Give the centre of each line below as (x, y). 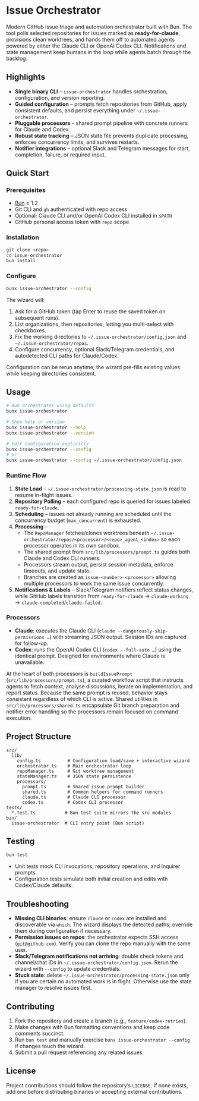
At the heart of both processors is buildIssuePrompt (69, 674)
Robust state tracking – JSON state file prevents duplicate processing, (102, 136)
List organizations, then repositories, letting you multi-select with (94, 324)
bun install (21, 261)
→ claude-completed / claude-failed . (58, 602)
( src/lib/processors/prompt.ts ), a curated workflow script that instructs (95, 680)
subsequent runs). (37, 317)
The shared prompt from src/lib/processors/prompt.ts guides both (107, 552)
